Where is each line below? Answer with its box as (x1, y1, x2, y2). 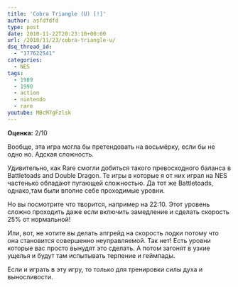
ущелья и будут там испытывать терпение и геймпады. (7, 251, 175, 259)
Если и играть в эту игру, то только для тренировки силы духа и (7, 265, 203, 274)
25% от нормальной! (7, 215, 71, 223)
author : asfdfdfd (7, 17, 59, 24)
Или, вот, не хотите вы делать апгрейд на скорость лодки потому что (7, 228, 219, 237)
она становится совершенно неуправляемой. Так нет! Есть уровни (7, 236, 211, 244)
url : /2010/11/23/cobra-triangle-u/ (7, 37, 116, 44)
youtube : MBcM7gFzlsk (7, 109, 72, 116)
